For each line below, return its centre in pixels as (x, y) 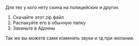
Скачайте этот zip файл (38, 17)
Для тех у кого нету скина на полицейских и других (62, 7)
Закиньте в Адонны (34, 28)
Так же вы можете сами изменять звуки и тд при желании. (70, 38)
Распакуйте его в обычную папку (49, 23)
